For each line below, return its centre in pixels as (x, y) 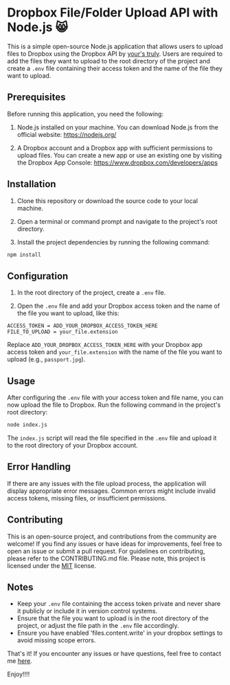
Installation (32, 184)
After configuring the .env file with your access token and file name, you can (115, 398)
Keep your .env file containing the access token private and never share (119, 604)
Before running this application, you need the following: (85, 114)
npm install (24, 255)
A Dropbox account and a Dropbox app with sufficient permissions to (115, 148)
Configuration (38, 276)
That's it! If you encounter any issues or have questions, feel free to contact (114, 654)
